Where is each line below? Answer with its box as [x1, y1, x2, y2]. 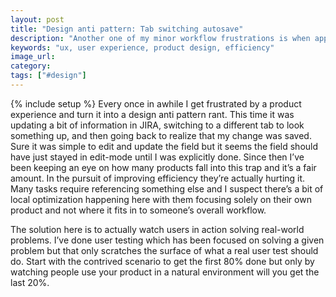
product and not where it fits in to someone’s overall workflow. [10, 204, 267, 216]
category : [10, 61, 52, 71]
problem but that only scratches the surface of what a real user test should [10, 244, 319, 256]
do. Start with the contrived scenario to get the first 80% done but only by [10, 255, 315, 267]
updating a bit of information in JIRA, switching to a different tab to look [10, 119, 305, 131]
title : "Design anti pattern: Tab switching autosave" [10, 24, 244, 34]
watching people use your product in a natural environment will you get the [10, 266, 320, 278]
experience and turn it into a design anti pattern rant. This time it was [10, 108, 295, 120]
